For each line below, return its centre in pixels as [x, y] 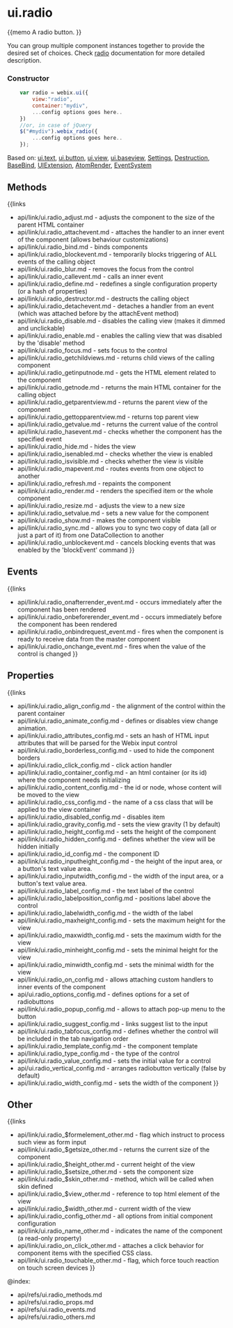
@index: [19, 1281]
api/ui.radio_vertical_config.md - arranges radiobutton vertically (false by [121, 1068]
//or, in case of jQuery [56, 125]
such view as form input [52, 1142]
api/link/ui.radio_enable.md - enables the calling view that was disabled [120, 335]
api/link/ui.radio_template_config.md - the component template [107, 1046]
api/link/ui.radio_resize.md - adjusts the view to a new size [101, 505]
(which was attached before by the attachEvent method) [98, 313]
